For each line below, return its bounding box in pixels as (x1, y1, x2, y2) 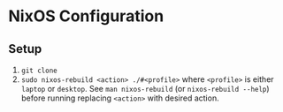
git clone (20, 66, 58, 75)
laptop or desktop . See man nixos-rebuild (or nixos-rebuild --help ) (20, 84, 271, 93)
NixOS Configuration (8, 6, 164, 26)
